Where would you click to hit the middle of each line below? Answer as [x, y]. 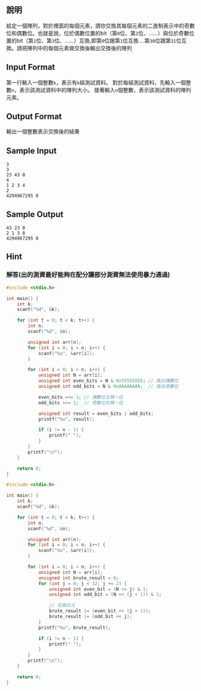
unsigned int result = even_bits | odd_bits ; [96, 414]
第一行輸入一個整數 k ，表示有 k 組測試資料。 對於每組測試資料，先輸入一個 [96, 82]
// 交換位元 [62, 606]
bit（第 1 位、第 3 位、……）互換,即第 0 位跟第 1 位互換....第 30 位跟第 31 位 [99, 41]
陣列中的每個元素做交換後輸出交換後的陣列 [79, 48]
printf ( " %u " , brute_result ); [74, 628]
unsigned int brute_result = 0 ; [78, 578]
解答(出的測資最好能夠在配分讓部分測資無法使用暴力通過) [88, 275]
